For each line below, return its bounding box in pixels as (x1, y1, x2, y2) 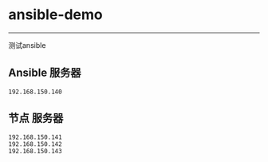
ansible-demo (8, 6, 104, 24)
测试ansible (8, 40, 46, 49)
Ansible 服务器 (8, 66, 81, 80)
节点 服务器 (8, 112, 64, 125)
